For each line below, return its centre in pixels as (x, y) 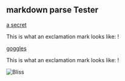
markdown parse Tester (52, 10)
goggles (17, 48)
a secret (17, 24)
